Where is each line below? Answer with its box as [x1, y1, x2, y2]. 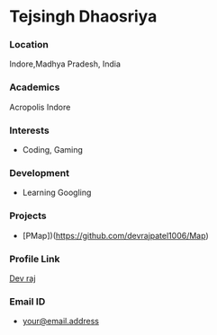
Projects [9, 209, 47, 222]
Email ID [9, 295, 46, 307]
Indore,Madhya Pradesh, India [9, 58, 122, 69]
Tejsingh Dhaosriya [9, 6, 158, 27]
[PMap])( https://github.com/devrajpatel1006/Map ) [22, 230, 209, 241]
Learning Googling [22, 187, 92, 198]
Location [9, 39, 50, 51]
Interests [9, 124, 50, 137]
